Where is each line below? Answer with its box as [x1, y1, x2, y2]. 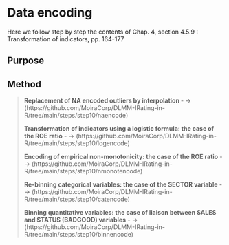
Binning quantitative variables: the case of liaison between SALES [23, 209, 217, 217]
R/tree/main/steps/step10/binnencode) [23, 231, 134, 239]
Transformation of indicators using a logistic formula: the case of [23, 125, 215, 133]
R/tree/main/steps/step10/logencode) [23, 139, 131, 147]
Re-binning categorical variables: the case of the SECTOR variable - [23, 180, 222, 189]
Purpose [7, 55, 45, 67]
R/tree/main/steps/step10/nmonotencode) [23, 167, 143, 175]
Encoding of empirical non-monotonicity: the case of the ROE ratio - [23, 153, 223, 161]
